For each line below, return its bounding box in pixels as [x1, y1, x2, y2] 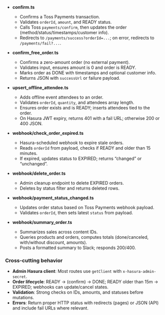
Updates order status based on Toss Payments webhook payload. [19, 205, 155, 210]
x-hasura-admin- [122, 269, 157, 274]
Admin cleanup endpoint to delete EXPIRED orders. [19, 180, 124, 186]
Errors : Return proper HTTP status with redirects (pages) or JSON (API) [12, 300, 159, 306]
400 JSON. [19, 121, 43, 126]
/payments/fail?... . [19, 40, 61, 46]
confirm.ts [12, 4, 35, 10]
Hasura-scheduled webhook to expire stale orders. [19, 140, 124, 146]
